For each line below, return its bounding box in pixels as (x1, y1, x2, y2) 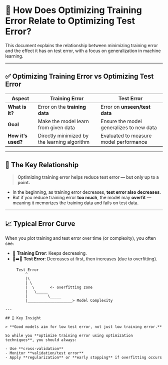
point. (17, 179, 30, 185)
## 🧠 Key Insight (5, 315, 41, 321)
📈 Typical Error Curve (5, 219, 75, 228)
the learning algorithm (37, 138, 90, 145)
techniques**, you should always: (5, 337, 77, 342)
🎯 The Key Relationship (5, 161, 79, 169)
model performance (100, 138, 147, 145)
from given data (37, 124, 75, 131)
